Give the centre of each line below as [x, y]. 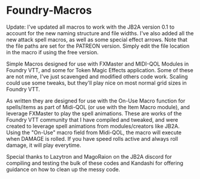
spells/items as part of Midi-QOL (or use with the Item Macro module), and [98, 107]
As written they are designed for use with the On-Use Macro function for [96, 101]
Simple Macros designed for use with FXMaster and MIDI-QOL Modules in [98, 64]
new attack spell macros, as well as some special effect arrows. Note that [97, 39]
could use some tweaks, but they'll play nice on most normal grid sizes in [96, 83]
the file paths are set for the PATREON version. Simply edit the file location [98, 46]
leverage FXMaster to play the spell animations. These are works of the [94, 113]
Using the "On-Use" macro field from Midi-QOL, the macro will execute [94, 132]
